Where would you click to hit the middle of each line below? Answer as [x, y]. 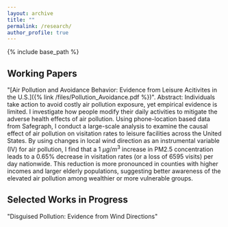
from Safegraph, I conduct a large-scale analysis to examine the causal [107, 126]
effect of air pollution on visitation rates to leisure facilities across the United [114, 133]
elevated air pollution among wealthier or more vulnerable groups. [100, 178]
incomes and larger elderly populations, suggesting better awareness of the [114, 171]
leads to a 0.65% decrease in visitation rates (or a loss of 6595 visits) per [110, 156]
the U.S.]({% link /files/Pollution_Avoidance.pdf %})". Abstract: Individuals [111, 97]
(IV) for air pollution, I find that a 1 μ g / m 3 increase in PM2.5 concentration [110, 149]
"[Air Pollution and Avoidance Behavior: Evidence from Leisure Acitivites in [112, 90]
